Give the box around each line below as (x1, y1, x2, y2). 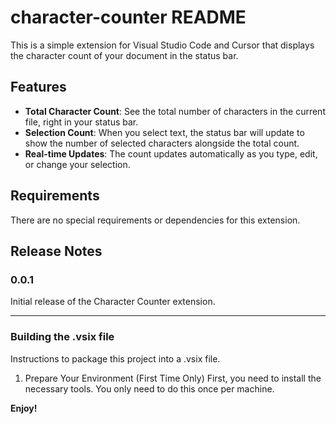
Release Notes (10, 242, 103, 260)
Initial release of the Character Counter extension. (10, 296, 216, 308)
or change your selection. (24, 158, 131, 170)
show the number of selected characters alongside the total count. (24, 137, 300, 149)
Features (10, 79, 67, 96)
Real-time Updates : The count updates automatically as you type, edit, (24, 147, 318, 160)
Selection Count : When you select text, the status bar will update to (24, 126, 305, 138)
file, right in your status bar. (24, 116, 139, 128)
